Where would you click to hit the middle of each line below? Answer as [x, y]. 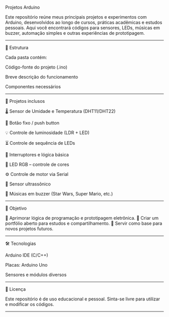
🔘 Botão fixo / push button [32, 123]
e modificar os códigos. [30, 304]
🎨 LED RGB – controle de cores [37, 164]
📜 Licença [16, 289]
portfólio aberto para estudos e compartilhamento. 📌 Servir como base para [84, 223]
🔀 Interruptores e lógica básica [37, 155]
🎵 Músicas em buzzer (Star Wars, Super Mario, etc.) [59, 194]
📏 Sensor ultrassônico [28, 184]
